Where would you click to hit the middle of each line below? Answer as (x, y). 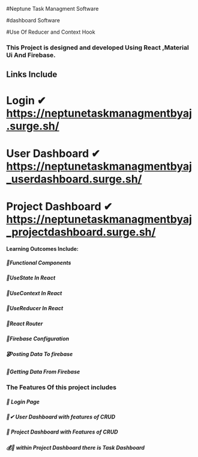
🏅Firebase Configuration (38, 339)
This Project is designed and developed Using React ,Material (97, 48)
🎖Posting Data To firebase (40, 354)
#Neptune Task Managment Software (52, 9)
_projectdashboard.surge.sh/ (81, 232)
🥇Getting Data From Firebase (43, 372)
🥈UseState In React (31, 278)
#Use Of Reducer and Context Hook (51, 32)
